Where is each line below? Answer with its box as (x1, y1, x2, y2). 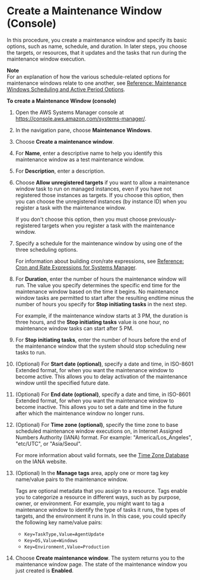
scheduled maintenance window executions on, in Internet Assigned (15, 427, 183, 435)
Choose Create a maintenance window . (15, 138, 115, 145)
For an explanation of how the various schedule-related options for (7, 73, 170, 80)
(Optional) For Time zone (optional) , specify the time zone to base (15, 421, 179, 428)
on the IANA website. (15, 458, 68, 465)
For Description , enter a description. (15, 167, 106, 175)
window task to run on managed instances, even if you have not (15, 185, 172, 192)
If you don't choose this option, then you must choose (15, 215, 148, 223)
